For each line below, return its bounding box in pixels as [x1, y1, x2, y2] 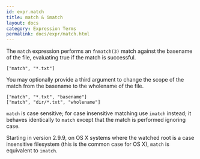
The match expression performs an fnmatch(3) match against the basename [6, 47, 193, 55]
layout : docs [6, 20, 39, 26]
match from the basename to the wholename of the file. [6, 82, 144, 90]
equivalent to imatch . [6, 147, 58, 154]
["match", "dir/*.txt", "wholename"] [6, 100, 101, 106]
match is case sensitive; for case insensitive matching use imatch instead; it [6, 110, 192, 117]
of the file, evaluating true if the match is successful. [6, 54, 136, 61]
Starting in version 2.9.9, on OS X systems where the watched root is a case [6, 134, 195, 142]
